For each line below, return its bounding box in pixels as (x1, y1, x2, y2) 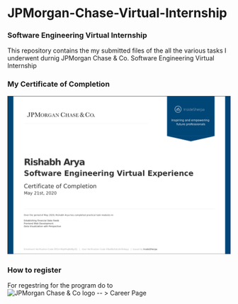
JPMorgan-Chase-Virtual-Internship (7, 5, 227, 21)
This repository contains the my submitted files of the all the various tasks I (7, 46, 227, 55)
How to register (7, 265, 62, 275)
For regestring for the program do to (7, 281, 113, 289)
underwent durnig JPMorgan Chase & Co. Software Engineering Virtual (7, 54, 215, 63)
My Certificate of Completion (7, 80, 110, 89)
